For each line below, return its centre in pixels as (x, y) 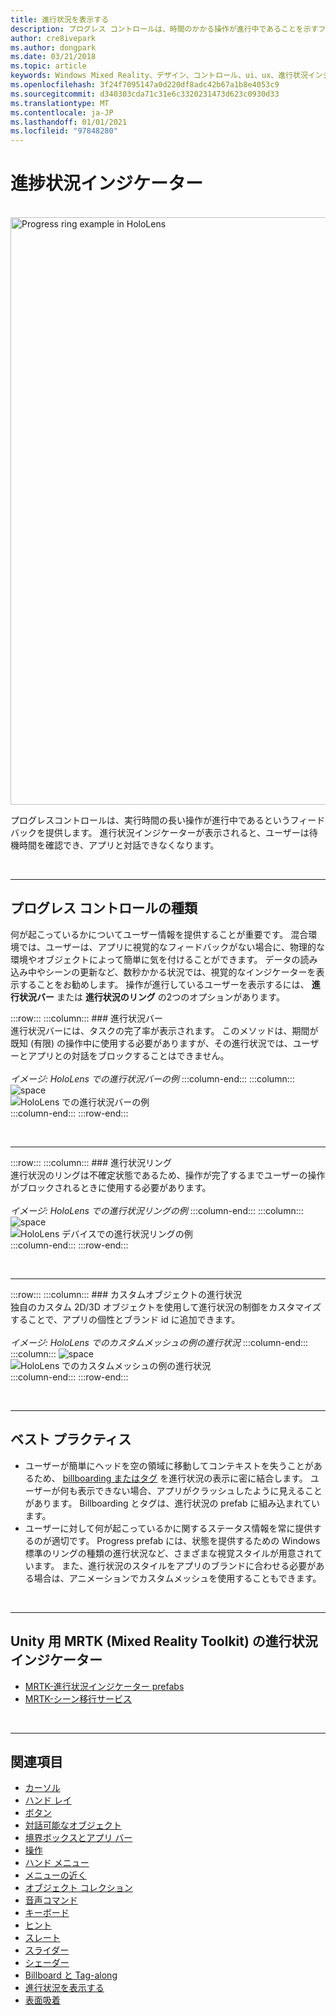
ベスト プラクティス (71, 1439)
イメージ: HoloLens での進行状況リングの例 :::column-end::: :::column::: (157, 1210)
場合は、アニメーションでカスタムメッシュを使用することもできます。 (177, 1578)
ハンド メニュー (57, 1863)
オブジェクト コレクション (78, 1888)
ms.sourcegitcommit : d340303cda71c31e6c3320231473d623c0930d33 (145, 94)
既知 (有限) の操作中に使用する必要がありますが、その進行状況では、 (151, 1043)
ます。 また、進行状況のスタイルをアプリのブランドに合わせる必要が (175, 1565)
